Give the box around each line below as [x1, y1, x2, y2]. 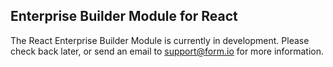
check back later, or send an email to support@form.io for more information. [10, 45, 325, 57]
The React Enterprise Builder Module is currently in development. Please [10, 34, 310, 46]
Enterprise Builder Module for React [10, 8, 238, 25]
